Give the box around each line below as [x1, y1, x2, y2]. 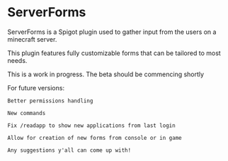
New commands [7, 109, 46, 117]
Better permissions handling [7, 97, 93, 105]
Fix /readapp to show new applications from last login [7, 121, 176, 129]
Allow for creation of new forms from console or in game [7, 134, 182, 141]
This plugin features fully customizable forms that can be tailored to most [7, 49, 221, 57]
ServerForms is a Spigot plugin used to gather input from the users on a [7, 28, 217, 36]
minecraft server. [7, 35, 57, 43]
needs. [7, 56, 28, 64]
